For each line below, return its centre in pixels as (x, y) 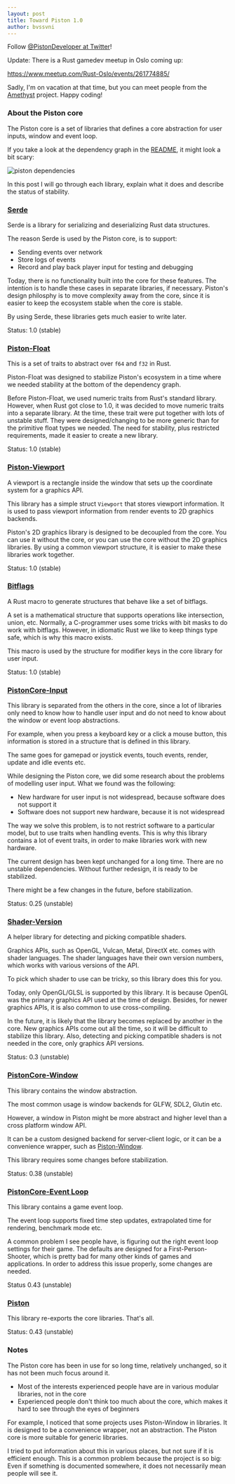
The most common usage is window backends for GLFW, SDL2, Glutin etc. (115, 1104)
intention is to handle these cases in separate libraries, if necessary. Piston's (118, 288)
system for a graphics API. (46, 490)
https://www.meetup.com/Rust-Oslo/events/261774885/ (88, 74)
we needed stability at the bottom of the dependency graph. (94, 385)
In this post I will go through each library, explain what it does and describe (116, 184)
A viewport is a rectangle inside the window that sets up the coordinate (110, 483)
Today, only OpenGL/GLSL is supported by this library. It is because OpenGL (118, 992)
